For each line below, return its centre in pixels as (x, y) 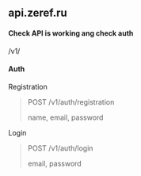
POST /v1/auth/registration (71, 101)
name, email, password (65, 117)
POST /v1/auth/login (60, 148)
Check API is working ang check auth (71, 33)
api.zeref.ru (38, 13)
